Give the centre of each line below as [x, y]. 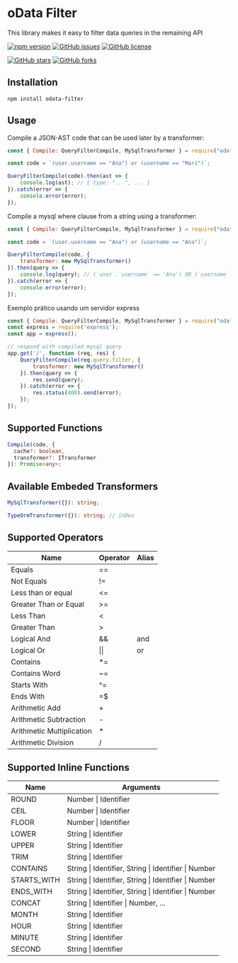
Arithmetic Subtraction [49, 719]
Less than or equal [42, 592]
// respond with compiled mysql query [64, 347]
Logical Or [28, 650]
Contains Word [36, 673]
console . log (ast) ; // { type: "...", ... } [85, 183]
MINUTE [25, 937]
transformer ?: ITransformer [55, 458]
